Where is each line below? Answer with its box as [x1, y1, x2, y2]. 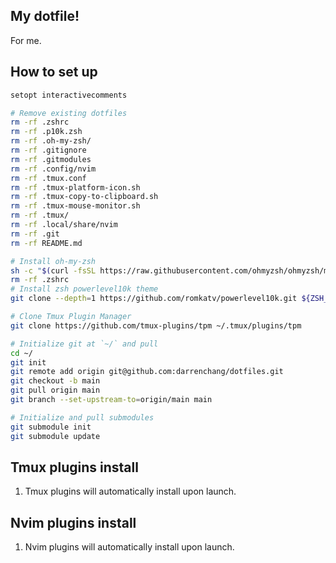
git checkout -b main [10, 376, 101, 386]
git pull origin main [10, 385, 101, 396]
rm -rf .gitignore [10, 145, 87, 155]
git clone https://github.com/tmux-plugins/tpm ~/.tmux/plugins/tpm [10, 320, 302, 331]
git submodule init [10, 422, 92, 432]
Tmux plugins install [10, 459, 139, 476]
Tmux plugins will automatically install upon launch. [24, 485, 237, 498]
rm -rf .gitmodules [10, 154, 92, 164]
